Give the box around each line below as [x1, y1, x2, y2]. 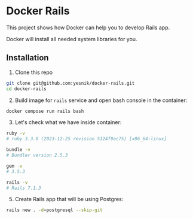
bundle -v [6, 147, 31, 153]
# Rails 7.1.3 [6, 185, 42, 191]
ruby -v [6, 130, 26, 137]
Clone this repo [14, 69, 53, 76]
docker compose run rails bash [6, 108, 84, 114]
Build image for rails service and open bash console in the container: [14, 97, 188, 104]
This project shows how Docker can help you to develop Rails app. [6, 24, 170, 31]
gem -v [6, 163, 23, 169]
